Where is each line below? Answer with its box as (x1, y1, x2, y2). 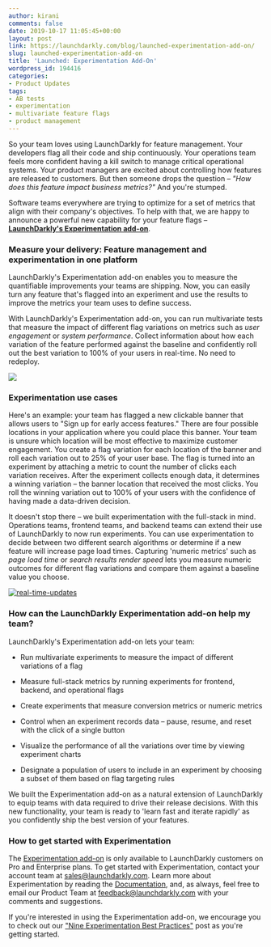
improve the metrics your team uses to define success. (8, 298, 192, 308)
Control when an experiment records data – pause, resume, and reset (19, 717, 252, 726)
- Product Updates (8, 79, 70, 87)
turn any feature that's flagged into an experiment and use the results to (8, 290, 248, 299)
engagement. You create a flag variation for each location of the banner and (8, 445, 262, 454)
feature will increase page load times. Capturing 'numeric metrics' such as (8, 547, 256, 556)
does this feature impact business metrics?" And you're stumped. (8, 182, 228, 192)
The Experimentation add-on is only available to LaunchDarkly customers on (8, 854, 264, 864)
